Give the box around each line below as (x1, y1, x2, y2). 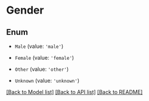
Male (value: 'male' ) (14, 43, 64, 50)
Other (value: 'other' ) (14, 66, 69, 73)
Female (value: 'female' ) (14, 54, 74, 61)
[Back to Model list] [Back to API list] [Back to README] (6, 89, 143, 95)
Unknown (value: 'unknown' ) (14, 77, 79, 84)
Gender (6, 4, 44, 17)
